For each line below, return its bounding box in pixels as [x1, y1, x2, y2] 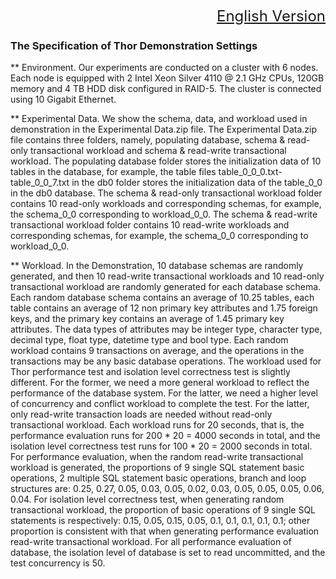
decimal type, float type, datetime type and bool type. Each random [10, 334, 289, 346]
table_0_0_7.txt [10, 177, 70, 189]
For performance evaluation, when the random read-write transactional [10, 451, 304, 463]
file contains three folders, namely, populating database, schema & [10, 134, 286, 146]
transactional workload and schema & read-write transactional [29, 145, 287, 157]
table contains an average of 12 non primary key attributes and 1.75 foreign [10, 302, 318, 314]
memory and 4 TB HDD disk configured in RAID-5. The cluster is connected [10, 83, 322, 95]
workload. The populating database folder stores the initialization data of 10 [10, 155, 322, 167]
